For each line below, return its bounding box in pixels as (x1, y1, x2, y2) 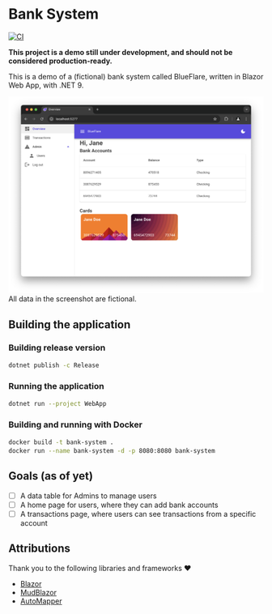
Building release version (8, 342, 106, 353)
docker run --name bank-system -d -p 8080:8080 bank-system (8, 447, 216, 455)
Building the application (8, 318, 131, 331)
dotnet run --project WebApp (8, 400, 107, 408)
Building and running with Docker (8, 419, 143, 430)
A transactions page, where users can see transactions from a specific (19, 509, 257, 518)
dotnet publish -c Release (8, 361, 100, 369)
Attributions (8, 542, 71, 556)
